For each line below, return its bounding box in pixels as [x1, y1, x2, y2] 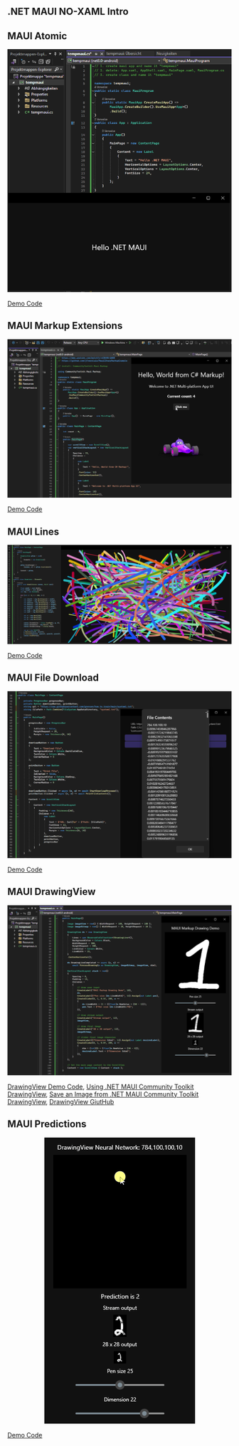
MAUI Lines [7, 525, 59, 538]
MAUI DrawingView [7, 886, 96, 898]
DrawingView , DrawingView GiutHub [7, 1097, 115, 1106]
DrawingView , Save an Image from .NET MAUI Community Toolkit [7, 1089, 199, 1099]
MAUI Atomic [7, 30, 68, 42]
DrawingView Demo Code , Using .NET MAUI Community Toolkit [7, 1082, 194, 1091]
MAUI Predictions [7, 1118, 87, 1131]
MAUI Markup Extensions [7, 320, 123, 332]
